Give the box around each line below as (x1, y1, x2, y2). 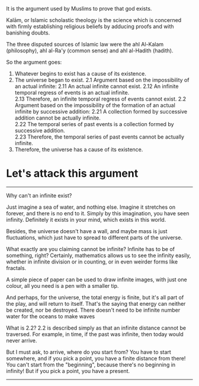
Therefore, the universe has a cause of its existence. (14, 146, 143, 153)
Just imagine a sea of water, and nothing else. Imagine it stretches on (6, 203, 176, 211)
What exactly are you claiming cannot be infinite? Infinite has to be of (6, 245, 175, 252)
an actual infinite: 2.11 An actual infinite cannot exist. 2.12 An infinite (14, 83, 179, 90)
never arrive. (6, 337, 37, 344)
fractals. (6, 264, 27, 271)
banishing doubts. (6, 29, 50, 36)
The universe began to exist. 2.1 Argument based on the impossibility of (14, 77, 190, 83)
